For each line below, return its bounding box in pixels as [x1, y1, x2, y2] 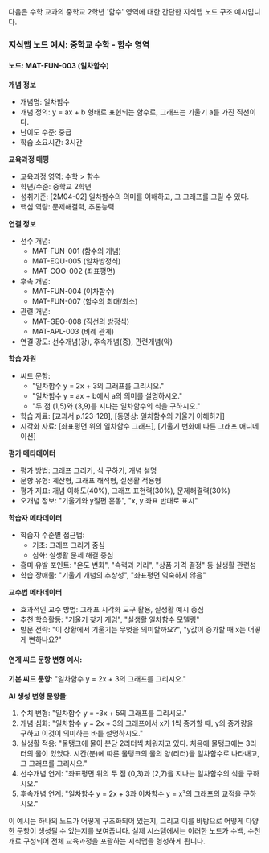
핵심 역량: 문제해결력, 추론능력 [19, 202, 115, 212]
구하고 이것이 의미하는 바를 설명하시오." [19, 728, 143, 739]
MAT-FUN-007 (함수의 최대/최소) [31, 296, 138, 306]
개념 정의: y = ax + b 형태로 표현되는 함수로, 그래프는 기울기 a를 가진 [19, 107, 235, 117]
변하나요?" [28, 635, 62, 644]
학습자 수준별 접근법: [19, 530, 85, 540]
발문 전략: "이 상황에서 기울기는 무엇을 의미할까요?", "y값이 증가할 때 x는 [19, 625, 247, 635]
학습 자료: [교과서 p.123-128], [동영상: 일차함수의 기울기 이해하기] [19, 412, 225, 421]
